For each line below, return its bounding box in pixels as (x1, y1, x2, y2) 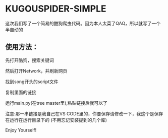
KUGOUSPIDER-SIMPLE (5, 3, 107, 15)
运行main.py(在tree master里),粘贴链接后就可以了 (5, 100, 107, 106)
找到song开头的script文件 (5, 79, 59, 85)
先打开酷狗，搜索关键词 (5, 57, 54, 63)
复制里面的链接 (5, 89, 36, 95)
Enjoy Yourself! (5, 127, 37, 133)
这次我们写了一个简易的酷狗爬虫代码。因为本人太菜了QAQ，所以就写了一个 (5, 20, 161, 26)
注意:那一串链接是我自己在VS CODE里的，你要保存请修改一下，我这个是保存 (5, 110, 163, 116)
